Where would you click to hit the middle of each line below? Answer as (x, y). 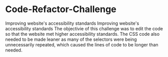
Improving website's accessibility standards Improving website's (72, 23)
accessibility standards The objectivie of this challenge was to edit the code (84, 28)
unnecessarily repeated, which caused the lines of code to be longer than (82, 44)
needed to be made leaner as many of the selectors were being (71, 39)
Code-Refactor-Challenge (61, 9)
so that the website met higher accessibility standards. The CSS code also (82, 34)
